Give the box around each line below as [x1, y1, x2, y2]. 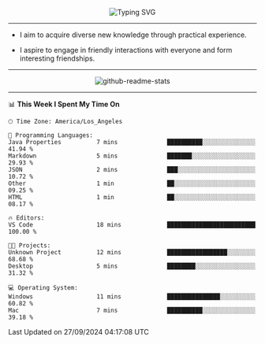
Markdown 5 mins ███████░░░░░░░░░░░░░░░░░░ [8, 152, 256, 160]
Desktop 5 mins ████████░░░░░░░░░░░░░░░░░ [8, 262, 256, 270]
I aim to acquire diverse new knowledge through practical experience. [19, 30, 247, 39]
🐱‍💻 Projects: [8, 242, 51, 250]
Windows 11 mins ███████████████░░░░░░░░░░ [8, 293, 256, 301]
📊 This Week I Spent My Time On [8, 99, 120, 109]
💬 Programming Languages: [8, 131, 93, 139]
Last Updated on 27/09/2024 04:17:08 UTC [8, 327, 150, 336]
